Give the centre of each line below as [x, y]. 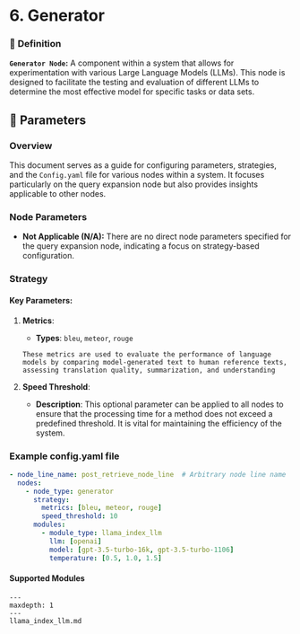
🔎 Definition [35, 44]
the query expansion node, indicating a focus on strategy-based [141, 246]
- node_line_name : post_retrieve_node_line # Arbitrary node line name [148, 474]
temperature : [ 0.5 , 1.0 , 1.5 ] [106, 558]
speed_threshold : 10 [80, 516]
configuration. [48, 256]
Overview [31, 145]
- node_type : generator [70, 491]
